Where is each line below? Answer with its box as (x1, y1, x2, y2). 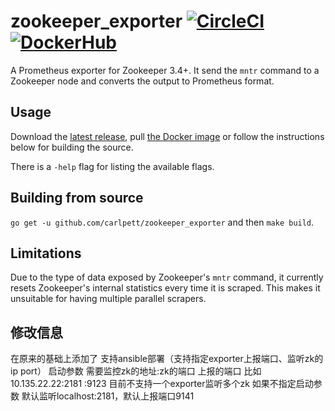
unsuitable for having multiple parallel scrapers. (10, 293, 207, 305)
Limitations (10, 245, 82, 262)
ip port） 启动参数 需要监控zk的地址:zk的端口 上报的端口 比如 (10, 365, 262, 377)
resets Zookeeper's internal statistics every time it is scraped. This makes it (10, 282, 321, 294)
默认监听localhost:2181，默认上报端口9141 (21, 390, 195, 402)
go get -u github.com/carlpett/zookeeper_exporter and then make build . (10, 216, 315, 228)
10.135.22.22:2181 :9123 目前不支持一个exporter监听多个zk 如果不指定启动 (10, 378, 314, 390)
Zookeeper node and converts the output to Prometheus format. (10, 75, 275, 87)
